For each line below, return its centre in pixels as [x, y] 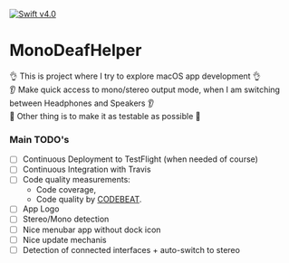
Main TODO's [39, 139]
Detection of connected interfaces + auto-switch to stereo [131, 249]
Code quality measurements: [77, 180]
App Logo [41, 209]
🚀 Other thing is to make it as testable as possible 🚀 [105, 116]
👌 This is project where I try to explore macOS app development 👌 [135, 76]
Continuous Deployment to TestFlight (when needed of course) [140, 159]
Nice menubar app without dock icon [92, 230]
